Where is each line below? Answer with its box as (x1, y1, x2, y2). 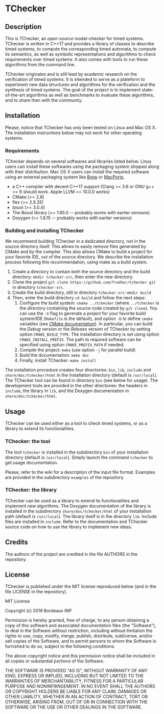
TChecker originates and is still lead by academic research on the (5, 71, 137, 77)
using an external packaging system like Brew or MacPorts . (5, 174, 125, 180)
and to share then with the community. (5, 97, 83, 103)
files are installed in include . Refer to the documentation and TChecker (5, 518, 148, 524)
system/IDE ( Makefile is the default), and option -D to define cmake (19, 315, 153, 322)
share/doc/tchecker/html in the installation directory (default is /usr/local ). (5, 372, 158, 378)
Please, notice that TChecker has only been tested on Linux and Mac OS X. (5, 124, 157, 130)
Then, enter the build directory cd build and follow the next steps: (12, 295, 146, 301)
